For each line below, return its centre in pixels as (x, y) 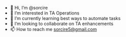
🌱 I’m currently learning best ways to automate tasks (65, 18)
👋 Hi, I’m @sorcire (29, 8)
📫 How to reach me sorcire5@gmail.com (53, 29)
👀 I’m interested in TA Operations (45, 13)
